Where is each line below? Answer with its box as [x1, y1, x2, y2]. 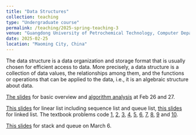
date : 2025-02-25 [6, 36, 48, 41]
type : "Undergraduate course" [6, 19, 80, 25]
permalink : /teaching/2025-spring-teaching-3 [6, 25, 118, 31]
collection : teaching [6, 14, 59, 20]
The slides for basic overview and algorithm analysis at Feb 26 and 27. [6, 93, 175, 100]
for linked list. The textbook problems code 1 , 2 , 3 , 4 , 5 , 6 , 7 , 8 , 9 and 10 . [6, 110, 178, 117]
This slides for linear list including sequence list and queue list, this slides [6, 105, 183, 112]
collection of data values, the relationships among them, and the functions [6, 70, 185, 77]
